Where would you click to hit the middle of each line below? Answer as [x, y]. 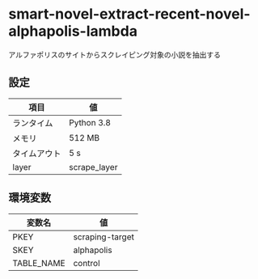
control [87, 263]
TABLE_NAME [39, 263]
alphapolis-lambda [73, 31]
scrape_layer [93, 167]
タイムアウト [37, 153]
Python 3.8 [90, 122]
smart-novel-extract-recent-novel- [129, 14]
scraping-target [104, 237]
